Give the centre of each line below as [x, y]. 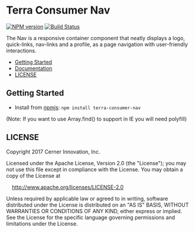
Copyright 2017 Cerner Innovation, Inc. [53, 152]
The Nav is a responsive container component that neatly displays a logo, [95, 38]
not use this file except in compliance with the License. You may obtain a [95, 169]
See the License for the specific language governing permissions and [91, 217]
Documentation [33, 68]
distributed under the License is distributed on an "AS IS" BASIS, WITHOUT [97, 205]
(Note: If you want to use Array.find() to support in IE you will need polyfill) [97, 119]
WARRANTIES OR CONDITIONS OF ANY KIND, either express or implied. [94, 211]
